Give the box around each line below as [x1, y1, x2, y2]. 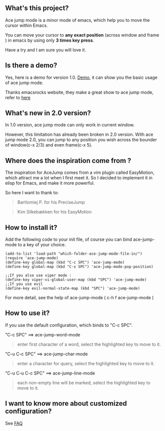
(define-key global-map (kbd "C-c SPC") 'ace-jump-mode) [5, 260, 125, 265]
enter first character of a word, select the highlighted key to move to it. [17, 341, 161, 347]
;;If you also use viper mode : [5, 273, 72, 278]
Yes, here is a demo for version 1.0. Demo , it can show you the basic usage [5, 74, 158, 80]
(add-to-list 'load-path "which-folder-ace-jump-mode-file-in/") [5, 251, 142, 257]
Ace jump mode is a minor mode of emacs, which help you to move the [5, 17, 150, 23]
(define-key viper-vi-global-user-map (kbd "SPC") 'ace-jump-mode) [5, 277, 147, 282]
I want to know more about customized [5, 399, 127, 408]
